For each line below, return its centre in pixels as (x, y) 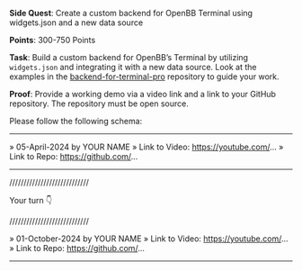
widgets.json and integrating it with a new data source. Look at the (133, 67)
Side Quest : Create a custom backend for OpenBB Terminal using (131, 13)
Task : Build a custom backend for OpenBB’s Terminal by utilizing (129, 57)
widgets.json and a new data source (76, 23)
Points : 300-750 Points (53, 40)
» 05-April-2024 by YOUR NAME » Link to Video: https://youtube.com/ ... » (147, 147)
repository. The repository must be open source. (99, 104)
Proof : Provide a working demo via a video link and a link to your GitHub (143, 94)
